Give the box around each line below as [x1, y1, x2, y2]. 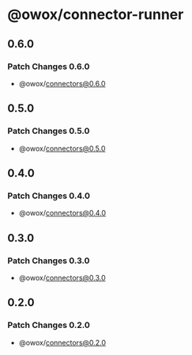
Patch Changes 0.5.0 [7, 125, 90, 136]
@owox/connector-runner [7, 6, 184, 24]
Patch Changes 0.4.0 [7, 190, 91, 201]
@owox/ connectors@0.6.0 [18, 78, 106, 88]
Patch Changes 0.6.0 [7, 61, 90, 72]
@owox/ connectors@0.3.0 [18, 273, 106, 282]
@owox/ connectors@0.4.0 [18, 208, 107, 218]
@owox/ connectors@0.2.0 [18, 338, 107, 347]
